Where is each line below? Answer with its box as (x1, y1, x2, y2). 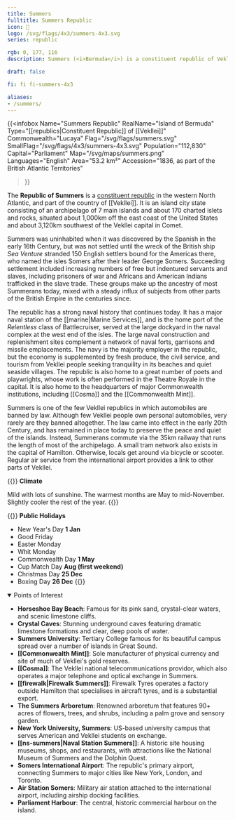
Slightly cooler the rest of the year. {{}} (7, 498, 119, 506)
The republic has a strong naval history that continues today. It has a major (7, 308, 222, 317)
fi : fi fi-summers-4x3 (7, 81, 73, 88)
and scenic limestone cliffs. (17, 612, 97, 621)
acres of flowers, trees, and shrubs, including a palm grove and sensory (17, 709, 225, 717)
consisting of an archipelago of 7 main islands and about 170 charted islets (7, 206, 222, 215)
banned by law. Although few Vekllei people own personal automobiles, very (7, 411, 227, 420)
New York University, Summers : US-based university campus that (17, 724, 211, 732)
